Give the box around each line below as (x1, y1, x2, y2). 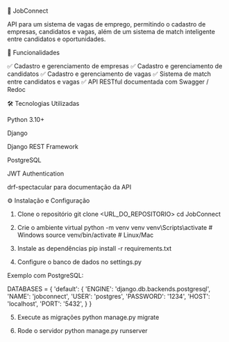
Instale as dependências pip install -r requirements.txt (17, 244, 172, 252)
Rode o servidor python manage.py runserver (17, 327, 148, 334)
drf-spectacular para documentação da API (7, 183, 132, 191)
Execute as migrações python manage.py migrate (17, 313, 160, 321)
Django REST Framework (7, 143, 78, 150)
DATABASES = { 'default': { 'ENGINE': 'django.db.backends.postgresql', (7, 285, 211, 293)
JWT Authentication (7, 169, 65, 178)
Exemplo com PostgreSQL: (7, 272, 84, 279)
